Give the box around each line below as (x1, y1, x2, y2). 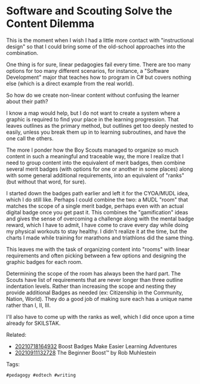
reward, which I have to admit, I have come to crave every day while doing (6, 221, 189, 228)
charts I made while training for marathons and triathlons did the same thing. (6, 234, 194, 241)
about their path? (6, 97, 48, 105)
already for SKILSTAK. (6, 320, 61, 327)
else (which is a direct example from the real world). (6, 79, 134, 87)
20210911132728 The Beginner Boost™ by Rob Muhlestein (14, 349, 156, 356)
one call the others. (6, 134, 54, 142)
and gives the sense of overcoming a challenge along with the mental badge (6, 215, 194, 222)
